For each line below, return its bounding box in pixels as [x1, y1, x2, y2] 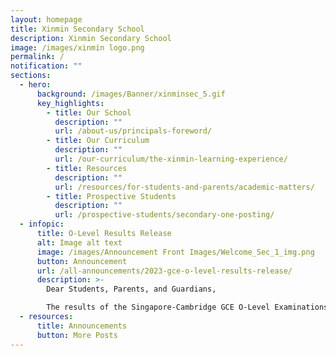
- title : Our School [46, 107, 132, 118]
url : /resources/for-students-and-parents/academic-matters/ [54, 182, 315, 192]
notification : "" [10, 61, 83, 71]
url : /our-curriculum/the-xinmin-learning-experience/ [54, 154, 288, 164]
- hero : [19, 80, 52, 90]
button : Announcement [36, 256, 128, 266]
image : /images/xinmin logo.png [10, 42, 145, 53]
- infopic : [19, 219, 65, 230]
